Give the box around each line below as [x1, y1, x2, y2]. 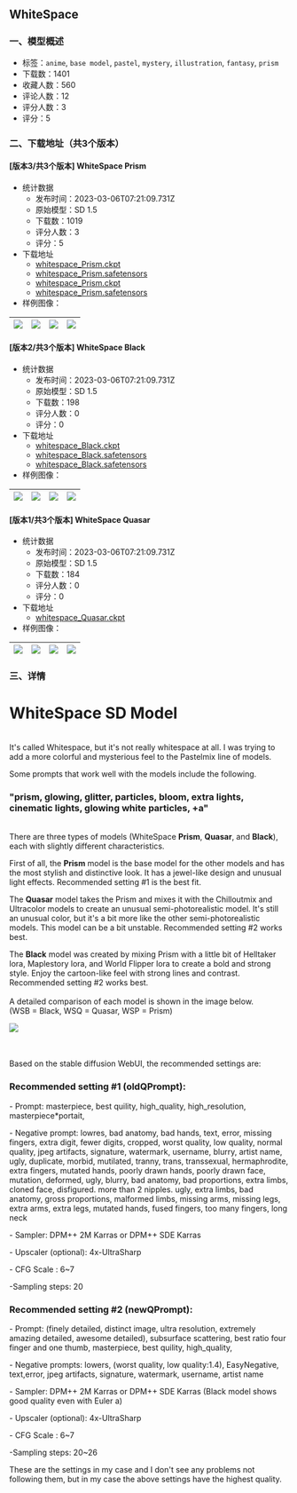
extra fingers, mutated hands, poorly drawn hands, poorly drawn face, [9, 1165, 266, 1175]
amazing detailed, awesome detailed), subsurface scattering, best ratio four [9, 1332, 286, 1343]
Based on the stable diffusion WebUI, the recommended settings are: [9, 1058, 262, 1069]
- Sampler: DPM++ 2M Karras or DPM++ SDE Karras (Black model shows [9, 1386, 277, 1396]
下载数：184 [35, 569, 80, 580]
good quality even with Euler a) [9, 1395, 122, 1406]
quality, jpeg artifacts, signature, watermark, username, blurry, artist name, [9, 1146, 283, 1157]
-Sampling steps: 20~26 [9, 1447, 98, 1457]
